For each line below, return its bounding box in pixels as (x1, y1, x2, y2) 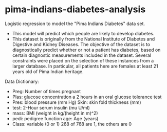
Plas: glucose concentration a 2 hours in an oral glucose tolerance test (12, 94, 162, 100)
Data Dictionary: (5, 78, 39, 84)
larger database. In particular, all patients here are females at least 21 (12, 63, 158, 69)
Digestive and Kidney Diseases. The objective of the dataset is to (12, 41, 150, 47)
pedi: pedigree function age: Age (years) (12, 115, 99, 121)
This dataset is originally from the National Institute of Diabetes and (12, 36, 155, 42)
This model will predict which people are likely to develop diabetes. (12, 30, 155, 36)
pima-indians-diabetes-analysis (5, 4, 146, 15)
